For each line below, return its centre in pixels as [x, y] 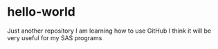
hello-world [42, 12]
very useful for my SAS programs [55, 37]
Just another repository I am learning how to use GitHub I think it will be [109, 31]
